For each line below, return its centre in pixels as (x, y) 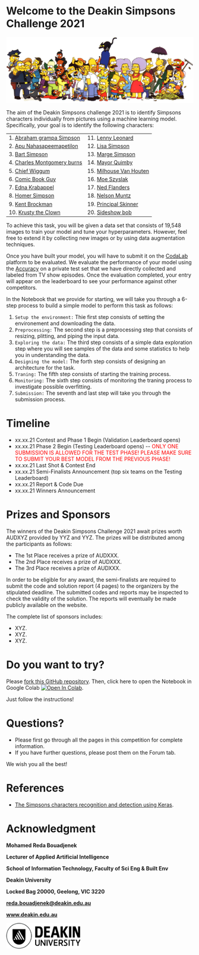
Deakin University (29, 880)
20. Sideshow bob (109, 212)
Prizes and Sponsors (59, 515)
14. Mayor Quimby (110, 163)
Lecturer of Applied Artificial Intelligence (58, 857)
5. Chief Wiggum (29, 170)
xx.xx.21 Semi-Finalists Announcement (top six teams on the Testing (98, 472)
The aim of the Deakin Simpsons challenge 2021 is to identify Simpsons (94, 112)
